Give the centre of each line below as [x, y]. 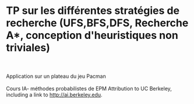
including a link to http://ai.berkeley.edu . [54, 95]
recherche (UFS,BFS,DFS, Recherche [97, 23]
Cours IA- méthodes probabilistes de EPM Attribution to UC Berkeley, [89, 88]
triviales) [28, 48]
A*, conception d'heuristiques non [92, 35]
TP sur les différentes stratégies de [93, 11]
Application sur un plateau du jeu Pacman [56, 76]
